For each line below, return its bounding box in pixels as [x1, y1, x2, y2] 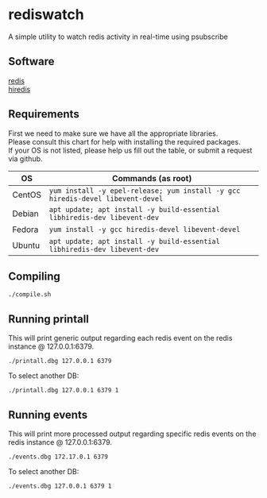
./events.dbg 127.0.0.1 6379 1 [8, 482, 112, 490]
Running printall [8, 312, 90, 326]
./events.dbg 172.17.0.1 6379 [8, 453, 109, 461]
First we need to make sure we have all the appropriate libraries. [8, 129, 219, 138]
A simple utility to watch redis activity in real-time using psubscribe [8, 32, 228, 41]
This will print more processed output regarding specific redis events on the [8, 429, 257, 438]
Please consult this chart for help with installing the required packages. [8, 137, 241, 146]
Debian [12, 208, 39, 219]
